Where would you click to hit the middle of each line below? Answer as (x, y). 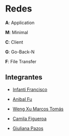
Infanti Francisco (30, 89)
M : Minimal (17, 32)
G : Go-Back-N (20, 52)
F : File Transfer (21, 61)
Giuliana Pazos (28, 128)
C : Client (14, 42)
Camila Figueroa (29, 118)
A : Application (20, 23)
